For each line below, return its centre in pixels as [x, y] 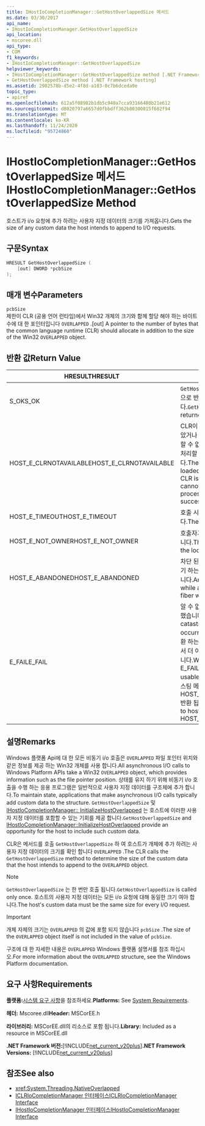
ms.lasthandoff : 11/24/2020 [42, 126]
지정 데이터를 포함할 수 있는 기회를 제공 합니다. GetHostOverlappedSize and [102, 818]
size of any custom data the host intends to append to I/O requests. [91, 228]
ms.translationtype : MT [37, 114]
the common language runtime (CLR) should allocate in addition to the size [100, 330]
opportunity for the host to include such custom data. [73, 831]
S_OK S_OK [25, 401]
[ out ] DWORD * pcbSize [45, 269]
